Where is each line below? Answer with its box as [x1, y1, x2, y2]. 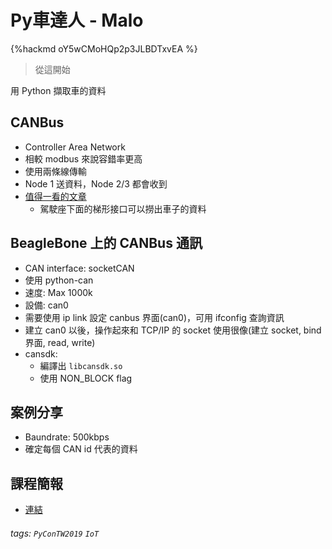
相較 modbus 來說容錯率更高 [24, 152, 143, 165]
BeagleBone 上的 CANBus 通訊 [10, 235, 203, 252]
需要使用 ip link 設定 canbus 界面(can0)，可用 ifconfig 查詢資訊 [24, 311, 285, 323]
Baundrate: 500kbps [24, 431, 110, 443]
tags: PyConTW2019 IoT [10, 527, 100, 539]
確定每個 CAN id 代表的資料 [24, 443, 138, 455]
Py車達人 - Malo [10, 9, 144, 32]
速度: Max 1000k [24, 286, 93, 298]
